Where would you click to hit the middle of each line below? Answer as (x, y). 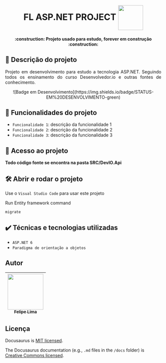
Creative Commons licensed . (35, 356)
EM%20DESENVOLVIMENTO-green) (83, 97)
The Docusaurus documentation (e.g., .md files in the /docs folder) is (75, 350)
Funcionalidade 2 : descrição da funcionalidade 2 (62, 130)
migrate (13, 212)
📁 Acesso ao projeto (37, 151)
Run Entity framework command (38, 203)
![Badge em (25, 92)
